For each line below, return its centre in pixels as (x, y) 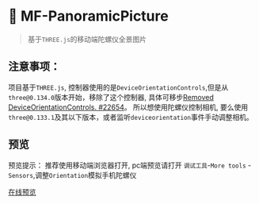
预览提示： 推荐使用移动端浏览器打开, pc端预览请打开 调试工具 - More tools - (130, 165)
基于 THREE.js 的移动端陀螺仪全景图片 (87, 39)
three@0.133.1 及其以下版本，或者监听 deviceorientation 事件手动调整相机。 (131, 117)
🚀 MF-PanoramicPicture (88, 16)
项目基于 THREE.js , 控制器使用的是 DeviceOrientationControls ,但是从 (118, 87)
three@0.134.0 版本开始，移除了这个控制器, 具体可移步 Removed (111, 97)
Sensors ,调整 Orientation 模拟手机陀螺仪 (72, 175)
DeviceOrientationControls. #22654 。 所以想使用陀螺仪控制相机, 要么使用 (128, 107)
